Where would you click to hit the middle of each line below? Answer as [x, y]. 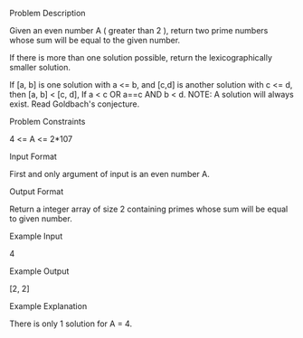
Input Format [33, 156]
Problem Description [47, 13]
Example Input [36, 236]
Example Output [39, 271]
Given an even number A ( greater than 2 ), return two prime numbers [139, 30]
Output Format [37, 192]
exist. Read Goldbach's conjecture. [75, 104]
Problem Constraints [47, 122]
